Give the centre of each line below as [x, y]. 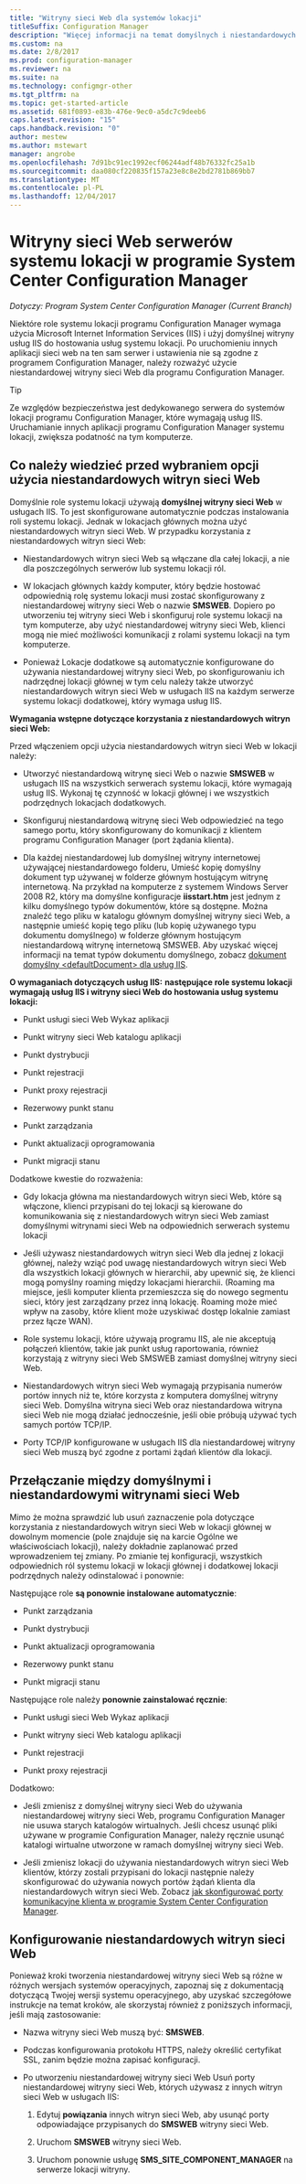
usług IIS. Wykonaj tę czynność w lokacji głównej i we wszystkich [146, 793]
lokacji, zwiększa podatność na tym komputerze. [101, 436]
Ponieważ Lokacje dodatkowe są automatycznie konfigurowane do [148, 662]
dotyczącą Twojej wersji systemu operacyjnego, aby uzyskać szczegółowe [151, 1996]
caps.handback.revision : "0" [65, 129]
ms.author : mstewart [49, 145]
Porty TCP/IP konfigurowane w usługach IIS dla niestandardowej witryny [159, 1442]
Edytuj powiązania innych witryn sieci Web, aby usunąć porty [153, 2114]
